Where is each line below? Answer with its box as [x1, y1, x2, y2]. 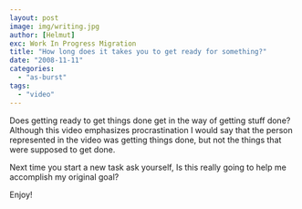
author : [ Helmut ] [9, 30, 76, 39]
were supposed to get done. [9, 143, 116, 155]
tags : [9, 81, 30, 90]
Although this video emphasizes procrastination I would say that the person [9, 124, 294, 135]
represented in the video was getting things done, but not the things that [9, 134, 282, 145]
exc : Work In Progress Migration [9, 38, 137, 48]
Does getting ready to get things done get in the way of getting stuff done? [9, 115, 291, 126]
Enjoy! [9, 189, 34, 200]
